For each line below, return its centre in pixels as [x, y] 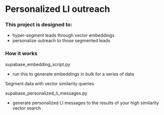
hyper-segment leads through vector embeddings [63, 35]
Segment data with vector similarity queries [50, 83]
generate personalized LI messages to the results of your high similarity [85, 103]
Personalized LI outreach [58, 9]
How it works [21, 54]
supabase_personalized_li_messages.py [46, 93]
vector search [27, 108]
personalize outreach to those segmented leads [61, 41]
